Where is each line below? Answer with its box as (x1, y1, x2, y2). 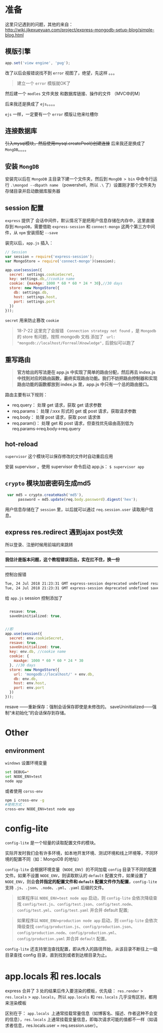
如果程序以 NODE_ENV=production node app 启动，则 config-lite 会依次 (16, 917, 158, 923)
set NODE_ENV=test (5, 774, 42, 779)
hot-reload (5, 440, 38, 448)
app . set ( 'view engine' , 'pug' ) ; (5, 60, 70, 66)
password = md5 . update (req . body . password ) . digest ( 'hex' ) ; (17, 497, 138, 502)
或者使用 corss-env (5, 788, 43, 794)
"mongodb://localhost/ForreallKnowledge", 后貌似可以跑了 (16, 340, 135, 346)
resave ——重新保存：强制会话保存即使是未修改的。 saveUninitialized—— (5, 704, 153, 710)
